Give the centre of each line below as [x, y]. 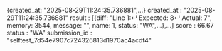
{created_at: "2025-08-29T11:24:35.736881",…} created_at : [94, 10]
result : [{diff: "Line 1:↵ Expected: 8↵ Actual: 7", [141, 18]
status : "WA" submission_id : [50, 33]
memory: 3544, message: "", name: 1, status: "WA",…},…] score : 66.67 [110, 25]
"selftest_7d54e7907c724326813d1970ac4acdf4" [79, 40]
